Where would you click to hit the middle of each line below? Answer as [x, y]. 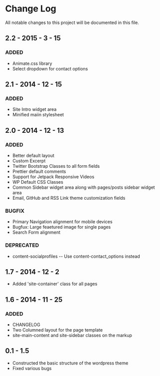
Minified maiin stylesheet [38, 115]
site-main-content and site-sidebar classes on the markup [72, 336]
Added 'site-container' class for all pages [55, 284]
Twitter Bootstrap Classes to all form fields [56, 166]
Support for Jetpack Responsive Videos [53, 177]
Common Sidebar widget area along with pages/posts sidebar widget [84, 187]
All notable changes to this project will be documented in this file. [72, 22]
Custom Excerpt [29, 161]
